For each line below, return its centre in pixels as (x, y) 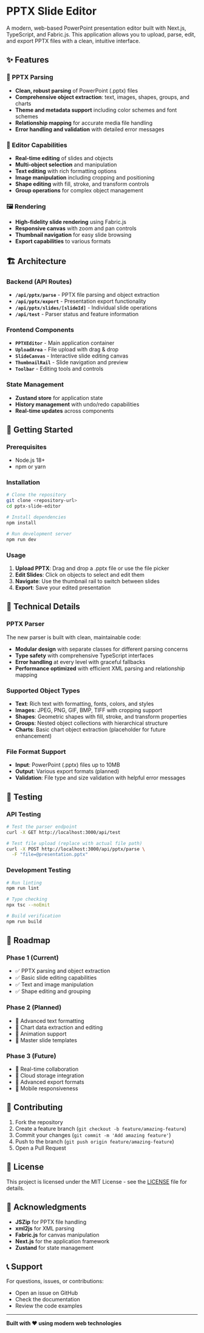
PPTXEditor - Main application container (65, 343)
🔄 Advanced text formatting (49, 1020)
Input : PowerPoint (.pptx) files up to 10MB (67, 765)
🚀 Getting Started (40, 429)
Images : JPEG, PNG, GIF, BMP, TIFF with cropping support (89, 710)
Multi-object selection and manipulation (66, 165)
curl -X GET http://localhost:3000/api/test (63, 832)
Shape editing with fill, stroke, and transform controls (82, 184)
